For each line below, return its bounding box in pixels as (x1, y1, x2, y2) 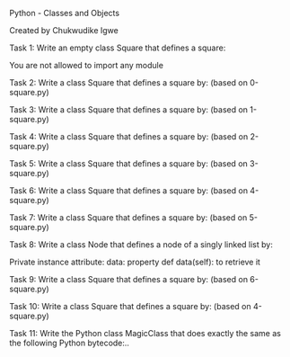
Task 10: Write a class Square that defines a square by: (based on (9, 301, 251, 311)
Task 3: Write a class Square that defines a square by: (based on (9, 104, 249, 115)
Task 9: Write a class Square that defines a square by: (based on (9, 274, 249, 284)
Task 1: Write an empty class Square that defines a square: (9, 42, 226, 53)
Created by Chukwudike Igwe (9, 25, 119, 35)
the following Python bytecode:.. (9, 337, 130, 348)
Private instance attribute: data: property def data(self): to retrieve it (9, 256, 260, 267)
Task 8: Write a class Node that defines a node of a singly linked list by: (9, 239, 274, 250)
